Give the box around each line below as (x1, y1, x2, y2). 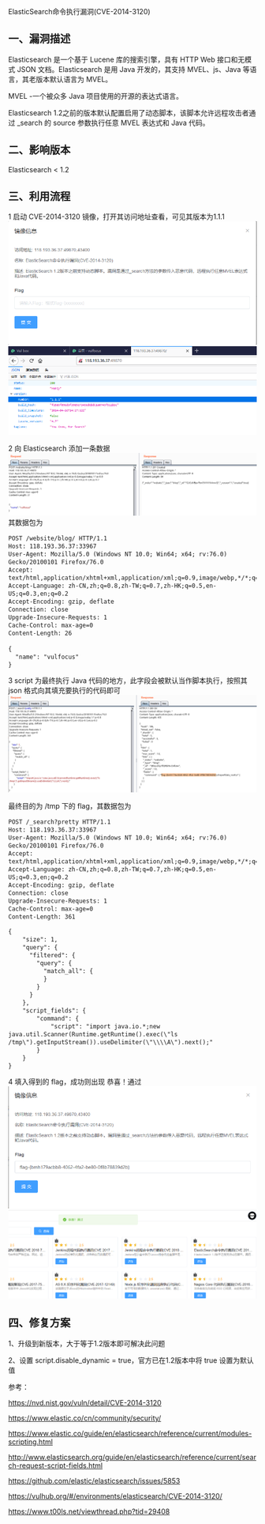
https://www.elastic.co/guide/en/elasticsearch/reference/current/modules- (8, 1428, 252, 1438)
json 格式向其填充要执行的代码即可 (8, 686, 121, 696)
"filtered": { (28, 951, 77, 959)
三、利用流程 (8, 190, 71, 203)
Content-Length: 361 (8, 912, 77, 921)
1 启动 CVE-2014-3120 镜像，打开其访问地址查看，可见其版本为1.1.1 (8, 212, 225, 221)
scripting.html (8, 1437, 54, 1447)
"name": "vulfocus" (15, 653, 80, 662)
